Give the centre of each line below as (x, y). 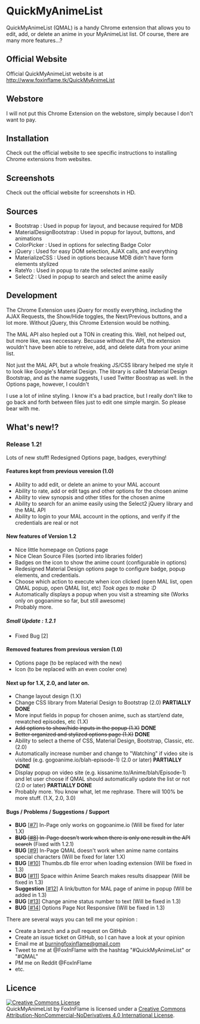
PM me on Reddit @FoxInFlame (53, 963)
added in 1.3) (31, 895)
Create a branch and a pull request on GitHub (71, 931)
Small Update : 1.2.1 (31, 621)
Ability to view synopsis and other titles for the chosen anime (90, 497)
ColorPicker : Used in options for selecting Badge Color (83, 245)
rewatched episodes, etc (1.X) (51, 722)
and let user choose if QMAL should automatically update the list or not (102, 779)
